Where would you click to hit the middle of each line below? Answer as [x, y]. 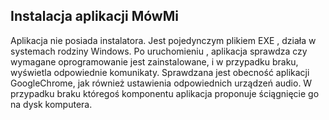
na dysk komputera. [51, 104]
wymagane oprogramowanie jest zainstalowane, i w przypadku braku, [154, 61]
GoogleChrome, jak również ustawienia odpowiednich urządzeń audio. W [161, 83]
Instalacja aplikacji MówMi [94, 16]
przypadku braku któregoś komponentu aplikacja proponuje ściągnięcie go [165, 93]
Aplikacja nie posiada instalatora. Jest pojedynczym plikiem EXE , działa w [163, 40]
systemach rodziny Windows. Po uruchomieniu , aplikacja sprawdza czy [159, 51]
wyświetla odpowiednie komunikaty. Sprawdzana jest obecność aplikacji [160, 72]
